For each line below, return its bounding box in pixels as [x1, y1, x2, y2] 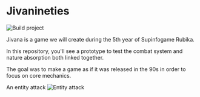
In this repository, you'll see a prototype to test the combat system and [6, 47, 183, 55]
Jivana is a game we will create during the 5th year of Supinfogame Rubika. [6, 36, 195, 43]
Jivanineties [6, 4, 70, 18]
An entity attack [6, 83, 46, 91]
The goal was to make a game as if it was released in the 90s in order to [6, 65, 186, 73]
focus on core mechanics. [6, 72, 72, 79]
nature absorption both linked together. [6, 54, 104, 61]
